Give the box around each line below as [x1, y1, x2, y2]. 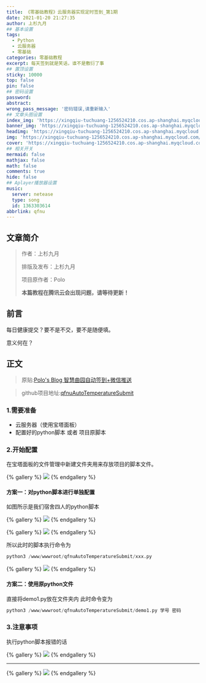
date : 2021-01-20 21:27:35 [6, 15, 75, 21]
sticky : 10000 [6, 72, 43, 78]
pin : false [6, 83, 34, 89]
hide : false [6, 174, 37, 181]
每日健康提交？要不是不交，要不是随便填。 [6, 326, 114, 333]
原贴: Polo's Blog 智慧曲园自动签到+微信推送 [21, 376, 132, 383]
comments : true [6, 168, 45, 175]
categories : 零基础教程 [6, 55, 63, 61]
